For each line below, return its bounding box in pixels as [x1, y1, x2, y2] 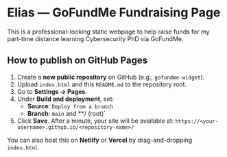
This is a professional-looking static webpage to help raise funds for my [7, 27, 211, 36]
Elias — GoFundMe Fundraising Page [7, 5, 221, 21]
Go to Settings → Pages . [16, 87, 88, 95]
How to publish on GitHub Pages [7, 55, 148, 67]
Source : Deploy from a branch [27, 101, 114, 110]
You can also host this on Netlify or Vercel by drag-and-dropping [7, 136, 193, 144]
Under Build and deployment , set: [16, 95, 115, 103]
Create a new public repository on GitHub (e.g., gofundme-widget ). [16, 73, 205, 81]
